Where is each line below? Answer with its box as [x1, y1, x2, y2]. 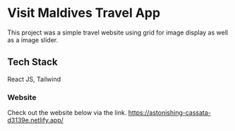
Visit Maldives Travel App [7, 5, 161, 21]
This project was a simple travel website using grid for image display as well [7, 28, 228, 37]
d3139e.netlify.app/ [7, 116, 64, 125]
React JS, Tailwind [7, 75, 61, 83]
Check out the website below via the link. [7, 108, 127, 117]
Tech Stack [7, 56, 58, 68]
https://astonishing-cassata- [128, 108, 212, 117]
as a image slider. [7, 35, 59, 44]
